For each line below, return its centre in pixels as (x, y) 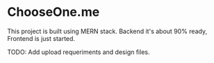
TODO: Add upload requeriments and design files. (79, 52)
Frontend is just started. (41, 38)
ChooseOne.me (53, 12)
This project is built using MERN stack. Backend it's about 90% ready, (107, 31)
